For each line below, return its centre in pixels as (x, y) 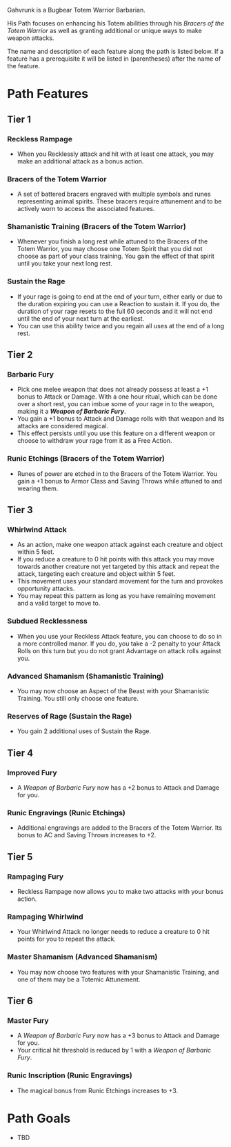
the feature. (23, 66)
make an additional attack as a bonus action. (80, 161)
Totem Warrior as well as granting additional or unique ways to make (104, 31)
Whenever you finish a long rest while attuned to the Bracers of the (112, 241)
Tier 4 (20, 753)
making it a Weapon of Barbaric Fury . (71, 411)
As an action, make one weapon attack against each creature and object (120, 545)
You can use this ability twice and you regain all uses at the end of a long (121, 326)
